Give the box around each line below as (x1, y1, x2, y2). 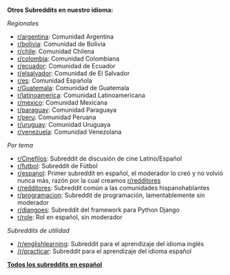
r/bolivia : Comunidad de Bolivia (17, 40, 106, 48)
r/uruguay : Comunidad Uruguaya (17, 121, 111, 128)
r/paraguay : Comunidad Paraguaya (17, 106, 117, 114)
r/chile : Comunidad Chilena (17, 48, 95, 55)
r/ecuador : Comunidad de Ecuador (17, 62, 116, 70)
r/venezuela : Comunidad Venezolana (17, 128, 122, 136)
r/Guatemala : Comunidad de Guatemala (17, 84, 129, 92)
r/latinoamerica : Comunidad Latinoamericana (17, 91, 146, 99)
